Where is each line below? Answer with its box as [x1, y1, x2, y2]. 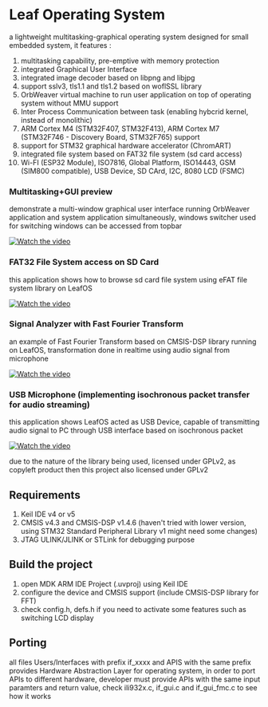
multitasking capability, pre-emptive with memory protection [20, 56, 220, 65]
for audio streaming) [9, 399, 90, 410]
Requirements [9, 488, 81, 502]
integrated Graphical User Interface [20, 64, 138, 73]
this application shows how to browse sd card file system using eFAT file [9, 275, 248, 284]
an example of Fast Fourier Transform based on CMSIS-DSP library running [9, 337, 257, 346]
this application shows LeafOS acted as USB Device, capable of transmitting [9, 417, 260, 427]
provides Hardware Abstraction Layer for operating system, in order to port [9, 666, 256, 675]
